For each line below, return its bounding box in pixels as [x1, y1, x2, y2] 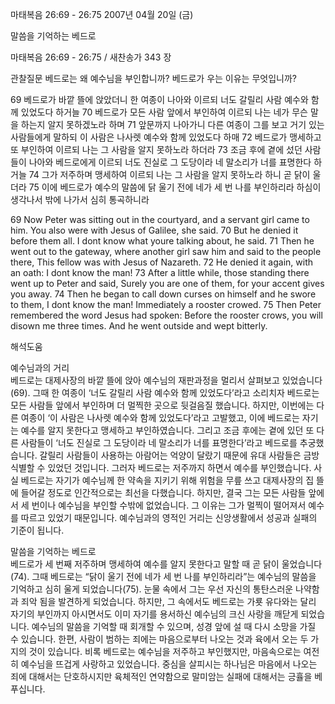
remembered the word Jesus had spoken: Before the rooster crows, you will [10, 309, 323, 321]
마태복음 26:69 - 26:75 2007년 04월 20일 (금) [10, 9, 194, 20]
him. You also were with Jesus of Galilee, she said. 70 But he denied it [10, 224, 299, 236]
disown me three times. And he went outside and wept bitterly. [10, 320, 268, 332]
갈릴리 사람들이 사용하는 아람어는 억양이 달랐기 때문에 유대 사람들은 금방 [39, 449, 320, 461]
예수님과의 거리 [10, 362, 70, 373]
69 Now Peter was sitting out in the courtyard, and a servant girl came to [10, 214, 310, 225]
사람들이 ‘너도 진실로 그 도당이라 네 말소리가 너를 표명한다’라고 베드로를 [20, 437, 298, 448]
